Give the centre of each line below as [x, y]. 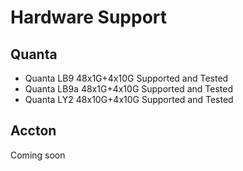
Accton [33, 131]
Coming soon [38, 155]
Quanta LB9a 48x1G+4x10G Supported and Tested [128, 89]
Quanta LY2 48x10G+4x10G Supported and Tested [129, 99]
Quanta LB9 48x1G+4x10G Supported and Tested [126, 78]
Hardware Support [89, 17]
